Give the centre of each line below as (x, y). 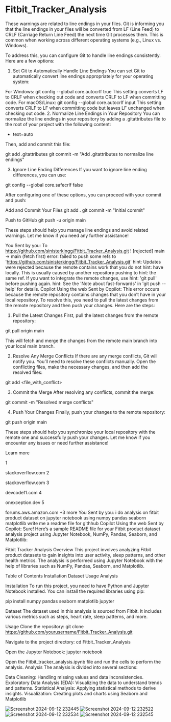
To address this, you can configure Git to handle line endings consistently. (83, 55)
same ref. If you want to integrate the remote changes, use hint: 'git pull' (81, 278)
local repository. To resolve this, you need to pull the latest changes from (82, 300)
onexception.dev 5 (25, 502)
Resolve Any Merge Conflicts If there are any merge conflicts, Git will (85, 356)
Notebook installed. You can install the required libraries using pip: (75, 591)
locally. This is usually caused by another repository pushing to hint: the (81, 272)
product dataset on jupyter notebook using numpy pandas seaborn (76, 518)
